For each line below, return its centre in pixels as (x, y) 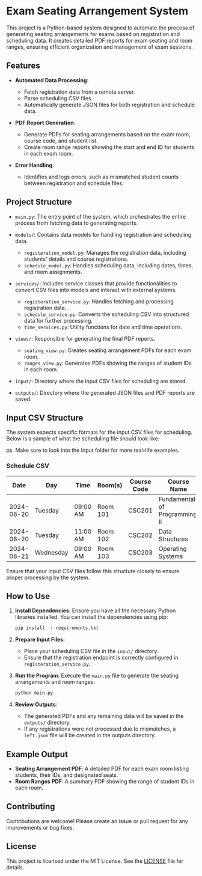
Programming (178, 514)
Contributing (31, 807)
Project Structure (39, 202)
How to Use (28, 596)
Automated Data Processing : (52, 80)
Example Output (37, 754)
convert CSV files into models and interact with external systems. (96, 290)
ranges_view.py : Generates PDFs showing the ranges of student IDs (108, 363)
